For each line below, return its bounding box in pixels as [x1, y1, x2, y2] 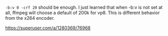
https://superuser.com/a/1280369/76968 [5, 25, 91, 31]
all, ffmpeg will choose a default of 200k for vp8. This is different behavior [5, 10, 160, 16]
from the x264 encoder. [5, 15, 55, 21]
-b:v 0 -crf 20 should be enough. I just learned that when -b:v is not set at [5, 5, 163, 10]
